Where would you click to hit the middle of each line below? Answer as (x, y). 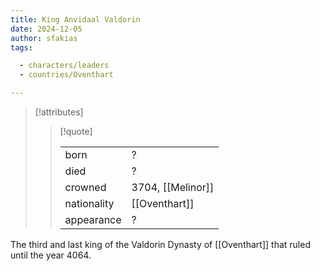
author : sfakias (44, 38)
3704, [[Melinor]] (173, 187)
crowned (85, 187)
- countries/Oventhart (66, 75)
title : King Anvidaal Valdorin (75, 19)
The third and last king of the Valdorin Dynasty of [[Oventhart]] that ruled (160, 244)
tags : (21, 47)
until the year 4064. (51, 255)
